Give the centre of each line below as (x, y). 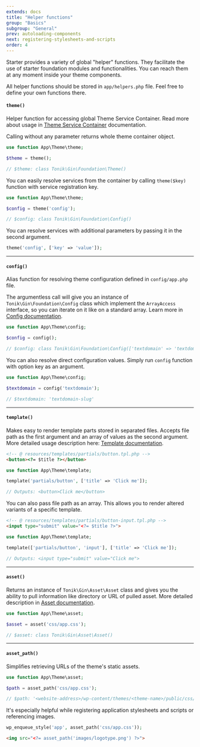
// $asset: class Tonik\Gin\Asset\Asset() (60, 635)
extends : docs (24, 12)
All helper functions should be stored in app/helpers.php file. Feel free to (95, 86)
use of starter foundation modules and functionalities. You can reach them (97, 68)
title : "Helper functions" (40, 17)
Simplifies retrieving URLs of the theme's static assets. (73, 666)
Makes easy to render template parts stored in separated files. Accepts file (98, 430)
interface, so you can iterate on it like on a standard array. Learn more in (95, 310)
